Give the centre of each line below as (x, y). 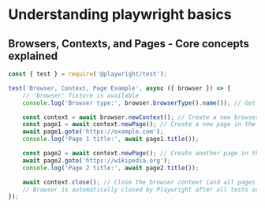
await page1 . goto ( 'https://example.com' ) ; (93, 132)
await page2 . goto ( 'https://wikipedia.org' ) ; (97, 160)
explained (33, 56)
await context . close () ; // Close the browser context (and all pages (139, 182)
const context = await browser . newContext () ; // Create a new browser (141, 117)
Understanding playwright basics (120, 15)
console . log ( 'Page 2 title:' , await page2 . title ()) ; (111, 168)
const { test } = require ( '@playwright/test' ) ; (88, 74)
